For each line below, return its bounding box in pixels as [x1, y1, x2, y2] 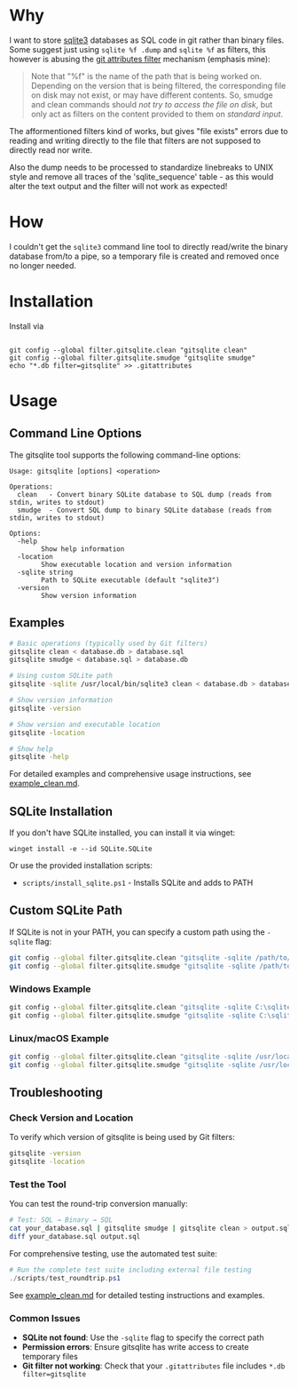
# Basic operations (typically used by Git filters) [9, 639, 208, 648]
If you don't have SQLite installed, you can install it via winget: [9, 827, 236, 838]
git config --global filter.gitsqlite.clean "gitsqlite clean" [9, 346, 248, 355]
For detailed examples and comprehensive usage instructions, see [9, 769, 252, 779]
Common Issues [9, 1312, 82, 1324]
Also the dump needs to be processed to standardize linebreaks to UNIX [9, 162, 273, 172]
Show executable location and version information [41, 560, 232, 569]
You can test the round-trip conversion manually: [9, 1199, 188, 1209]
